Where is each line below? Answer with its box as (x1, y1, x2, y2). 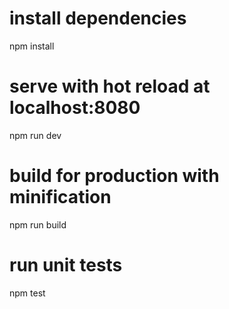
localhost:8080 (9, 97, 141, 119)
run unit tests (9, 254, 123, 276)
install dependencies (9, 7, 187, 30)
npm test (9, 287, 46, 299)
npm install (9, 40, 55, 52)
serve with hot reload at (9, 75, 211, 98)
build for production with (9, 165, 220, 187)
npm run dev (9, 129, 62, 141)
